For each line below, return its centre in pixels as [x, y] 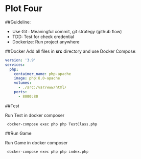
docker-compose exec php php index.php [48, 152]
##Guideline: [18, 22]
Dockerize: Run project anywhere [46, 41]
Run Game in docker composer [36, 142]
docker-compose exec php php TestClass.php [52, 124]
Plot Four [24, 9]
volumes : [23, 83]
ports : [21, 92]
